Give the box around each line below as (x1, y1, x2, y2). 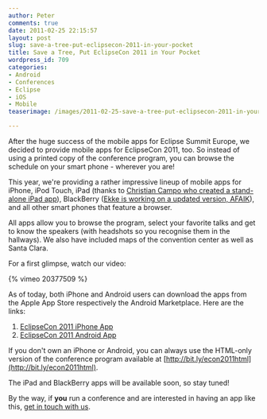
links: (8, 307, 26, 316)
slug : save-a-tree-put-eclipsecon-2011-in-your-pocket (8, 41, 194, 49)
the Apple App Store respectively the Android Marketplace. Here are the (8, 298, 244, 307)
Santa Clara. (8, 243, 49, 253)
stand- (231, 186, 254, 195)
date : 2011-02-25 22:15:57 (8, 26, 98, 34)
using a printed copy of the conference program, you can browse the (8, 153, 234, 163)
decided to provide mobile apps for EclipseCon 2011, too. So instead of (8, 145, 240, 154)
